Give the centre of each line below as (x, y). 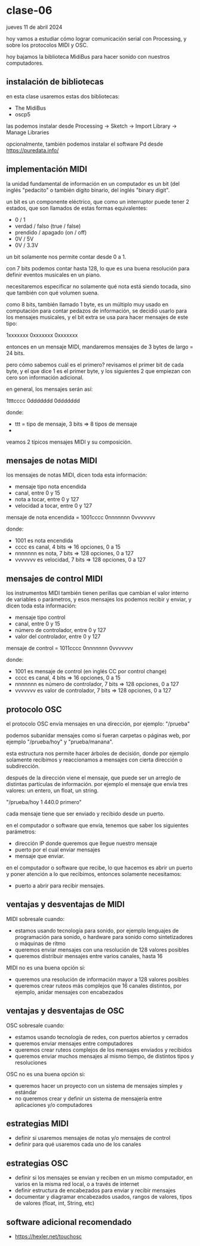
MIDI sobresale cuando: (35, 919)
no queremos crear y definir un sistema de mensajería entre (88, 1098)
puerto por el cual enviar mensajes (57, 850)
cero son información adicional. (45, 377)
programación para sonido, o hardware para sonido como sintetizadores (104, 937)
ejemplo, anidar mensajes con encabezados (69, 992)
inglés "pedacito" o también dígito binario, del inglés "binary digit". (88, 190)
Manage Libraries (28, 132)
